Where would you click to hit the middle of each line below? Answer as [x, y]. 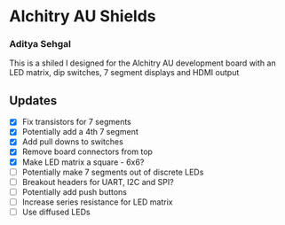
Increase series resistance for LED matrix [97, 202]
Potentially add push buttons [74, 191]
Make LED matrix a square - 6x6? [83, 162]
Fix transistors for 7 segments [76, 122]
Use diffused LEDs [56, 212]
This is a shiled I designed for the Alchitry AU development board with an [143, 63]
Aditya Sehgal [40, 44]
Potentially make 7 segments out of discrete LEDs [113, 172]
